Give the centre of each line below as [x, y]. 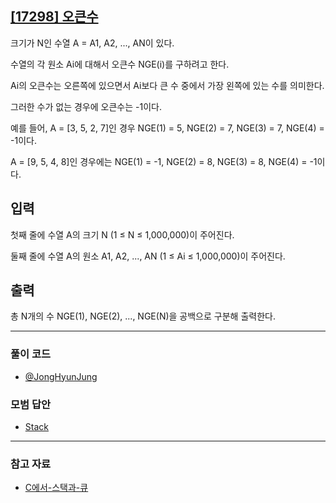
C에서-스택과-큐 [56, 488]
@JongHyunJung [61, 376]
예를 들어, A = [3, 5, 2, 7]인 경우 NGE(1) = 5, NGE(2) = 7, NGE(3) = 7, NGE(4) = [167, 128]
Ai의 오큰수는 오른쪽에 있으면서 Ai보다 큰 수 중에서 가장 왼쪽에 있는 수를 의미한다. [167, 85]
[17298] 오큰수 [54, 17]
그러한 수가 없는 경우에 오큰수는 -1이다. [86, 106]
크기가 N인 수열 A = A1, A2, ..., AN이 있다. [92, 43]
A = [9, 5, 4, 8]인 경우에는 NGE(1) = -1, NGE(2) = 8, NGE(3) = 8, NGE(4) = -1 [164, 161]
